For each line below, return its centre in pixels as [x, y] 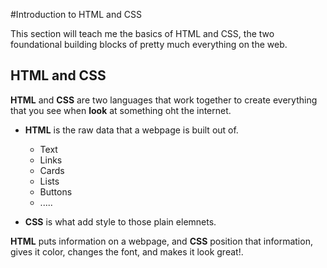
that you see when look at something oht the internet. [121, 110]
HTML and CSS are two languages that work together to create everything [164, 100]
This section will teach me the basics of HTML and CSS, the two [142, 33]
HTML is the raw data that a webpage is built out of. [131, 130]
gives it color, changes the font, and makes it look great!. [127, 251]
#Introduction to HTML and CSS [76, 14]
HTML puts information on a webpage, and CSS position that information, [161, 241]
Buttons [56, 191]
